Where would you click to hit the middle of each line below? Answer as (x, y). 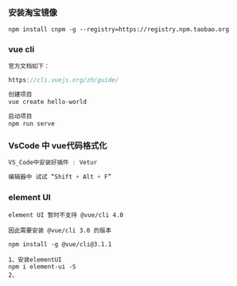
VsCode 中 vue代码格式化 (58, 145)
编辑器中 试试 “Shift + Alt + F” (60, 177)
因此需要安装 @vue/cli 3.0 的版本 (60, 231)
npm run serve (32, 124)
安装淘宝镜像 (33, 12)
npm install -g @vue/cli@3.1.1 (60, 245)
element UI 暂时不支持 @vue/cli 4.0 (66, 215)
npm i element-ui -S (43, 267)
